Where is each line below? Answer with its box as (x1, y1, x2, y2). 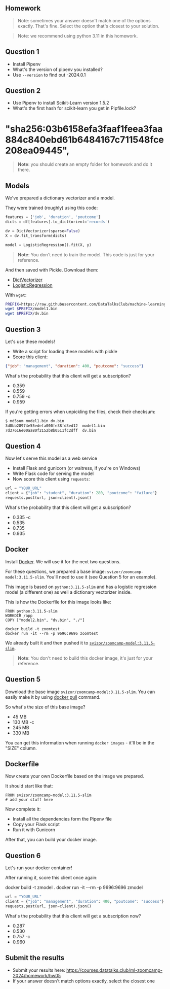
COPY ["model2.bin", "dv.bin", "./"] (5, 618, 85, 623)
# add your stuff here (5, 797, 53, 802)
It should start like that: (5, 783, 53, 789)
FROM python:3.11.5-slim (5, 608, 58, 613)
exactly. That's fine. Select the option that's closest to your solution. (17, 23, 159, 29)
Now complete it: (5, 806, 41, 812)
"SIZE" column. (5, 745, 37, 751)
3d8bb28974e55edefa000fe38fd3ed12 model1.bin (5, 423, 105, 428)
